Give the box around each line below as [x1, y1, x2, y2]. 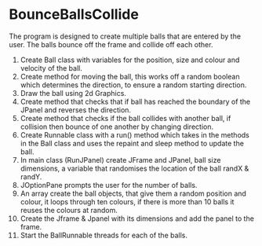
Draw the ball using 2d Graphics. [20, 88, 126, 97]
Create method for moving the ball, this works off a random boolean [20, 72, 240, 81]
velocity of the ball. [20, 63, 83, 72]
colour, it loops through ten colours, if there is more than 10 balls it [20, 196, 235, 206]
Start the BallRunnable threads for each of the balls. [20, 230, 187, 240]
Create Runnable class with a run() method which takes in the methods [20, 130, 249, 139]
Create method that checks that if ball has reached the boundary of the [20, 97, 251, 106]
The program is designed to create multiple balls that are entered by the [9, 31, 242, 41]
